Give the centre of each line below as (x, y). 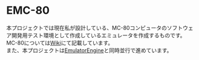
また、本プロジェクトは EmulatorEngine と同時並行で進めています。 (89, 50)
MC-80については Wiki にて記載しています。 (60, 43)
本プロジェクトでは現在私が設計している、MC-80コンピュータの (87, 28)
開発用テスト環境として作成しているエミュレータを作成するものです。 (98, 35)
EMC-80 (28, 10)
